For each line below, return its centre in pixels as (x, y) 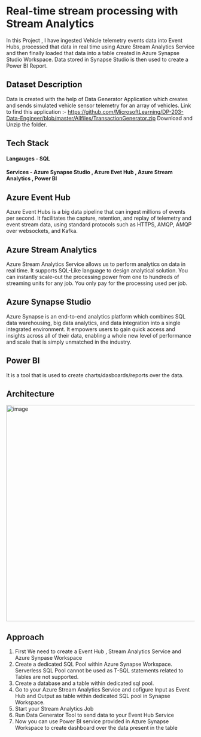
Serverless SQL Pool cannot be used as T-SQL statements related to (99, 671)
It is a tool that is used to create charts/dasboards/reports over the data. (95, 375)
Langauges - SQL (28, 158)
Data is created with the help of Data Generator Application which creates (97, 99)
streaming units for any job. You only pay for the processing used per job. (97, 283)
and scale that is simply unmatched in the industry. (69, 342)
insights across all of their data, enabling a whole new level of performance (99, 335)
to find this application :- (36, 111)
